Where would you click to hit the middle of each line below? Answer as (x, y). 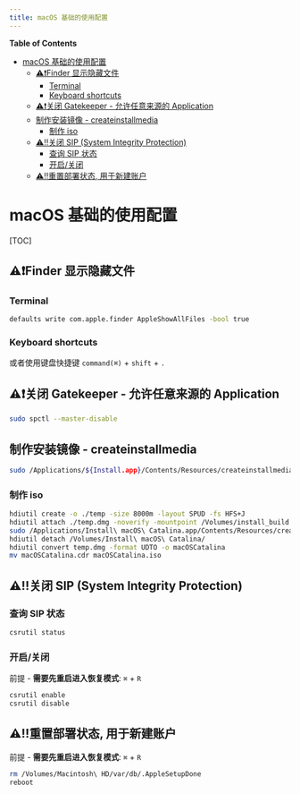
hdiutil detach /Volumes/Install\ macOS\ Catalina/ (107, 539)
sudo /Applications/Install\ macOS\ (77, 530)
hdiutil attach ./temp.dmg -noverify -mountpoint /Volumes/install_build (150, 522)
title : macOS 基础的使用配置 (59, 17)
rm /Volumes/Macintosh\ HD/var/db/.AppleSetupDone (105, 774)
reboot (21, 782)
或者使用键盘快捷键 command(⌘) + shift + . (87, 363)
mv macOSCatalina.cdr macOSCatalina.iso (86, 556)
